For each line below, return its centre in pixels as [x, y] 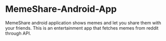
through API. [18, 33]
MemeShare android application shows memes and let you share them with [83, 23]
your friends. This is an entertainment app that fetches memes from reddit [82, 28]
